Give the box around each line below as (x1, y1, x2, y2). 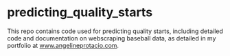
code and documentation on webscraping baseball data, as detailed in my (7, 34, 216, 42)
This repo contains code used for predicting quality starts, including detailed (7, 27, 223, 35)
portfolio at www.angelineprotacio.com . (7, 41, 119, 49)
